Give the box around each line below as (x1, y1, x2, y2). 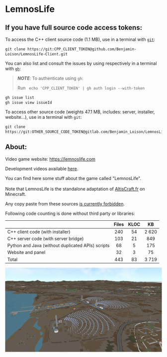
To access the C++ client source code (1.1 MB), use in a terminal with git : (5, 36, 156, 42)
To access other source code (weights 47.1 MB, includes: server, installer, (5, 109, 155, 115)
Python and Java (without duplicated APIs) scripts (7, 243, 110, 249)
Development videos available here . (5, 166, 79, 172)
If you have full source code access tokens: (5, 23, 143, 32)
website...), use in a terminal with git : (5, 114, 82, 120)
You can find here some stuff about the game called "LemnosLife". (5, 175, 142, 181)
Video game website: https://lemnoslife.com (5, 156, 96, 162)
